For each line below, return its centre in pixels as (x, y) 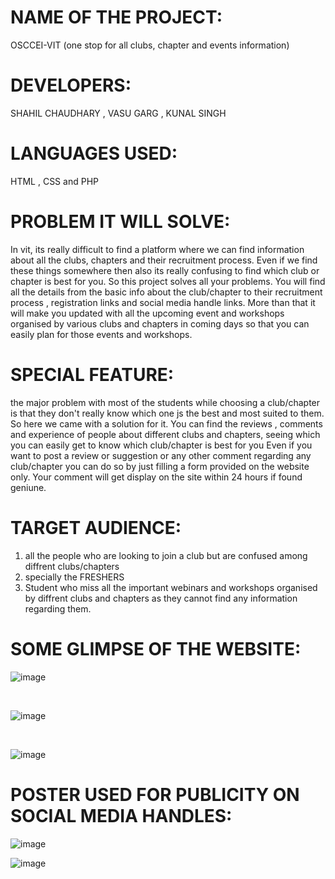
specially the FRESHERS (74, 577)
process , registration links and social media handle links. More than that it (163, 302)
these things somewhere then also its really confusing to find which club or (165, 270)
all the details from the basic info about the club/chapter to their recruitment (166, 292)
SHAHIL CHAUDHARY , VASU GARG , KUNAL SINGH (118, 113)
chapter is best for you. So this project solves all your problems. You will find (168, 281)
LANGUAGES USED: (94, 153)
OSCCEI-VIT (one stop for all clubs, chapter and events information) (150, 45)
